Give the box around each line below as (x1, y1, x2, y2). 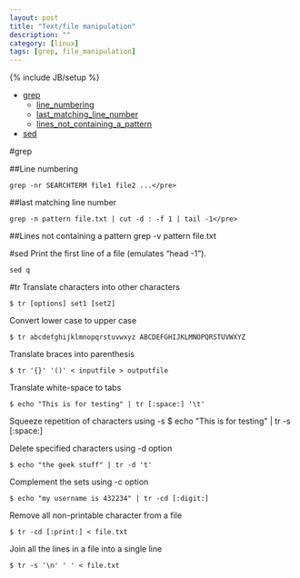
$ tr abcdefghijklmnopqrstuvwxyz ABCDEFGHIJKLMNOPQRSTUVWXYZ (9, 333, 246, 342)
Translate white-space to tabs (9, 383, 122, 394)
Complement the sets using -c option (9, 476, 149, 487)
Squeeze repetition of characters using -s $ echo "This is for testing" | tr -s (9, 415, 291, 427)
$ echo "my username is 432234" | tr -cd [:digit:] (9, 494, 209, 503)
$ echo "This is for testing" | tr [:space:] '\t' (9, 400, 205, 409)
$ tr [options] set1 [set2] (9, 299, 116, 309)
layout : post (9, 13, 59, 23)
